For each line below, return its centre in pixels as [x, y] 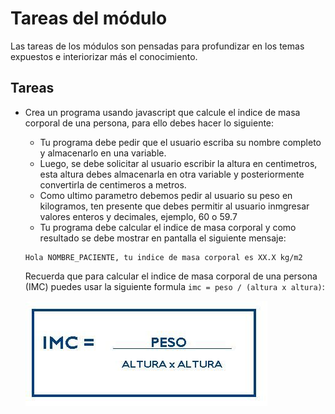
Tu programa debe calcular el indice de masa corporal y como [168, 227]
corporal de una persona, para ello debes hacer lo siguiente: [149, 123]
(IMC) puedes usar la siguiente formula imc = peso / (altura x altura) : [174, 286]
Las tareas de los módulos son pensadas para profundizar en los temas [157, 46]
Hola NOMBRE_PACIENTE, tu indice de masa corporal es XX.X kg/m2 [163, 257]
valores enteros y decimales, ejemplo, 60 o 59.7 [138, 216]
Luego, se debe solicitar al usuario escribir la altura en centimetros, [178, 163]
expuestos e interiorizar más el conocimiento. [104, 56]
